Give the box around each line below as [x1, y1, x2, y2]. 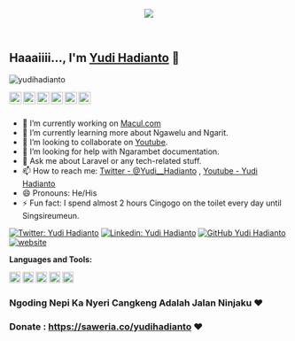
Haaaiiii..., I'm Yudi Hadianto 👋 [9, 50, 180, 66]
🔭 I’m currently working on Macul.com [21, 118, 161, 128]
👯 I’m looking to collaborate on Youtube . [21, 136, 168, 147]
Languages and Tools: [9, 253, 93, 265]
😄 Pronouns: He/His [21, 187, 97, 198]
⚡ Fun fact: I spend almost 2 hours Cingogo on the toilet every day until [21, 198, 282, 208]
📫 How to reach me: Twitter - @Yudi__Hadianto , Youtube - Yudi [21, 165, 259, 176]
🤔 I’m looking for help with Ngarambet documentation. [21, 146, 220, 157]
